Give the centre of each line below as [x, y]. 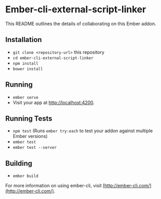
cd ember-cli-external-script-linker [53, 58]
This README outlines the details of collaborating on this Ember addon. [81, 24]
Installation [24, 40]
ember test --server [35, 148]
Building [19, 163]
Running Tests [29, 118]
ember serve [25, 97]
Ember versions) [30, 136]
